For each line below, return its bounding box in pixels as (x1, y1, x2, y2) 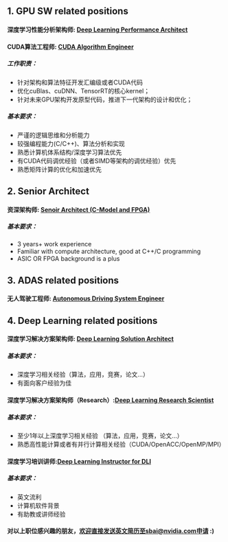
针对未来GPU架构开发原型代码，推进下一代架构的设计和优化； (16, 95, 193, 104)
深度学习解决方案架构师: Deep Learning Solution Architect (7, 335, 174, 343)
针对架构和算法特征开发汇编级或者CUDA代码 (16, 78, 143, 86)
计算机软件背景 (16, 501, 60, 510)
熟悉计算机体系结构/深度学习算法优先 (16, 148, 122, 156)
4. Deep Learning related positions (7, 315, 158, 327)
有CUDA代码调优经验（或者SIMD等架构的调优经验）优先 (16, 156, 176, 165)
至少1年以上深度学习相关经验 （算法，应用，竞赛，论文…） (16, 432, 183, 440)
